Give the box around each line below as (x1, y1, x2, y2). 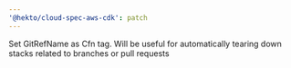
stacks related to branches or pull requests (8, 47, 170, 59)
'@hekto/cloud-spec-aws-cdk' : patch (8, 13, 148, 23)
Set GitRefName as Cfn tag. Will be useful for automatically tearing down (8, 38, 282, 49)
